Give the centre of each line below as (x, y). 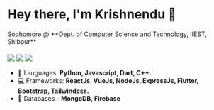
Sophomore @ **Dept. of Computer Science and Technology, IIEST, (107, 34)
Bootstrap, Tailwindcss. (53, 91)
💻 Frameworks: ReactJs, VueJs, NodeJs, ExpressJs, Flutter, (108, 80)
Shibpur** (22, 41)
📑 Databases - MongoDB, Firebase (69, 98)
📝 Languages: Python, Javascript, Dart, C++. (84, 72)
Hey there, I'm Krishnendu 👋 (92, 15)
